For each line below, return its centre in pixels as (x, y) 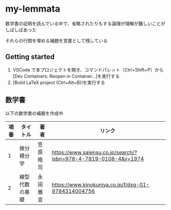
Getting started (30, 57)
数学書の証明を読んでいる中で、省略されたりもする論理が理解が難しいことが (85, 23)
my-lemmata (33, 9)
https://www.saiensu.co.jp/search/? (94, 152)
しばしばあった (21, 30)
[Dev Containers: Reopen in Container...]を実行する (66, 76)
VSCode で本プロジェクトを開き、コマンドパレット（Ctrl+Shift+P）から (88, 69)
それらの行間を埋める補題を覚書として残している (56, 41)
